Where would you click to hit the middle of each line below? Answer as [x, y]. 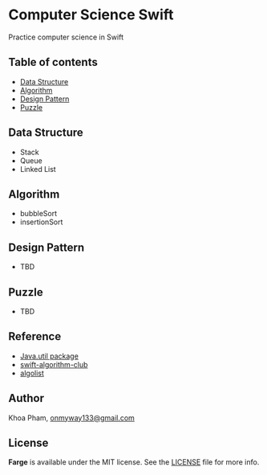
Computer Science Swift [91, 15]
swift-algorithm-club [54, 364]
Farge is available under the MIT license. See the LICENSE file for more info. [134, 462]
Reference [35, 336]
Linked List [38, 169]
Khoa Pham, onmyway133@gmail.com [71, 418]
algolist [32, 373]
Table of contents [53, 62]
